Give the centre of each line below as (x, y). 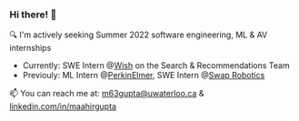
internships (30, 48)
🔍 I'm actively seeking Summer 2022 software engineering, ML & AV (139, 35)
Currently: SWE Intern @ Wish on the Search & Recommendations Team (156, 66)
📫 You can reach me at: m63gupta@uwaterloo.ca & (107, 94)
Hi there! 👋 (33, 15)
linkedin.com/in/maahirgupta (63, 106)
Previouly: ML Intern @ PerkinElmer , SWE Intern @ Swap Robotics (144, 76)
